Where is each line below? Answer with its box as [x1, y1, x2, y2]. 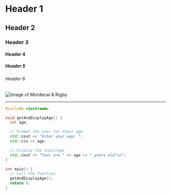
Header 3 [5, 39, 29, 46]
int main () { [5, 166, 33, 172]
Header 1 [5, 3, 43, 15]
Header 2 [5, 23, 36, 32]
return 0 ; [10, 181, 31, 186]
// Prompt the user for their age [10, 129, 83, 134]
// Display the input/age [10, 148, 65, 153]
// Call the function [10, 171, 56, 176]
